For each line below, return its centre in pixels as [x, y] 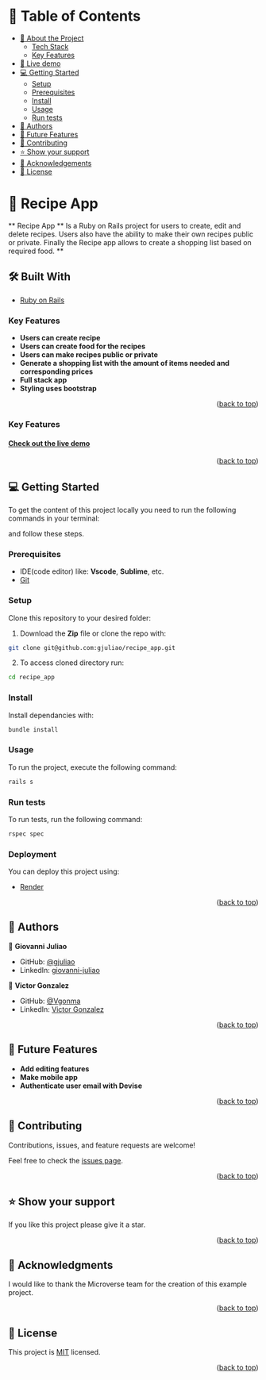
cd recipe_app [32, 678]
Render [32, 887]
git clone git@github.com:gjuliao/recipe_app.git [92, 648]
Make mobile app [48, 1077]
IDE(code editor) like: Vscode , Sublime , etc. [92, 571]
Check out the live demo [49, 443]
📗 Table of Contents [75, 16]
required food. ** [36, 251]
